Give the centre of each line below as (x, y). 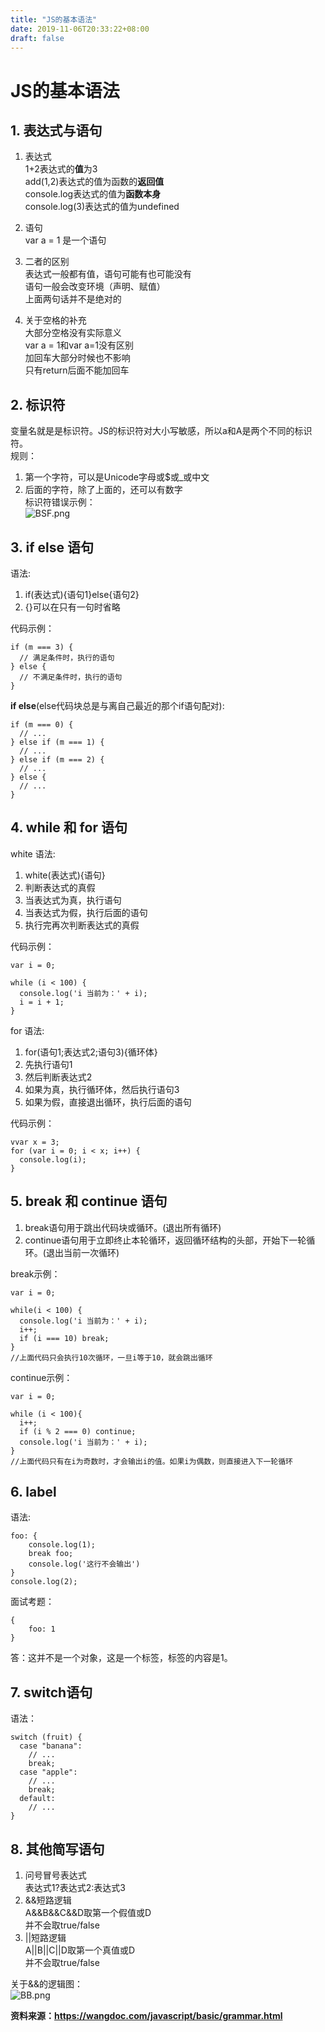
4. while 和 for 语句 (69, 827)
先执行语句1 (48, 1064)
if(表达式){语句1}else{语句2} (82, 594)
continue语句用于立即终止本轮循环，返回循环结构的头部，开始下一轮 (165, 1240)
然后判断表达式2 (58, 1077)
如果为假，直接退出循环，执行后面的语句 (108, 1102)
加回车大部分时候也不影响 (77, 358)
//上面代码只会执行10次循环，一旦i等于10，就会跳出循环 (111, 1357)
